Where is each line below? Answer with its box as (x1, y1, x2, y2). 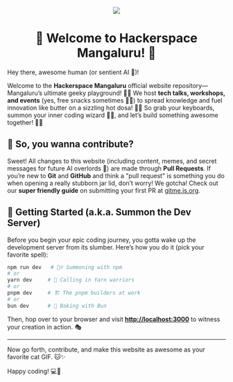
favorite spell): (7, 250, 49, 259)
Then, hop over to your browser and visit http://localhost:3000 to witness (7, 315, 221, 323)
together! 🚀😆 (7, 118, 44, 126)
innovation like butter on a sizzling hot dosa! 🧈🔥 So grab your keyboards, (7, 103, 215, 112)
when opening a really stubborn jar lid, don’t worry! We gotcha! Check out (7, 179, 218, 187)
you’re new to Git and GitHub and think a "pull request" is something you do (7, 171, 225, 180)
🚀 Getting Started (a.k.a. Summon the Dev (7, 207, 192, 218)
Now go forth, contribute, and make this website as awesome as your (7, 345, 206, 354)
